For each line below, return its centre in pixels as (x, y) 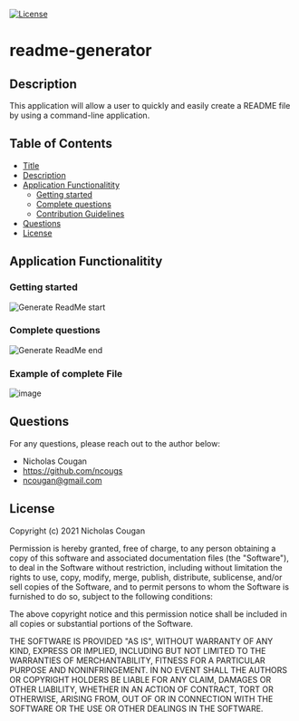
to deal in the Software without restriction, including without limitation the (146, 567)
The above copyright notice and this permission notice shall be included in (148, 614)
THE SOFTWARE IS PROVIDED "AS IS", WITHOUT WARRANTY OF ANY (141, 641)
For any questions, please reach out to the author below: (115, 443)
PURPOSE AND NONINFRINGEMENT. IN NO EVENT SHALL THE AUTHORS (149, 669)
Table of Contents (61, 144)
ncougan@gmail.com (62, 480)
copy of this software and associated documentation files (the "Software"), (149, 558)
